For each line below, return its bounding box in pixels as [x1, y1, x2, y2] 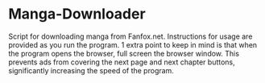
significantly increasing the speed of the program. [8, 65, 175, 75]
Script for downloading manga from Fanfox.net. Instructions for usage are [8, 31, 253, 41]
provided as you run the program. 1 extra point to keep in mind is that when [8, 39, 258, 49]
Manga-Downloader [8, 5, 147, 23]
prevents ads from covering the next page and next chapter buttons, [8, 57, 235, 67]
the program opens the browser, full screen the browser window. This [8, 48, 240, 58]
